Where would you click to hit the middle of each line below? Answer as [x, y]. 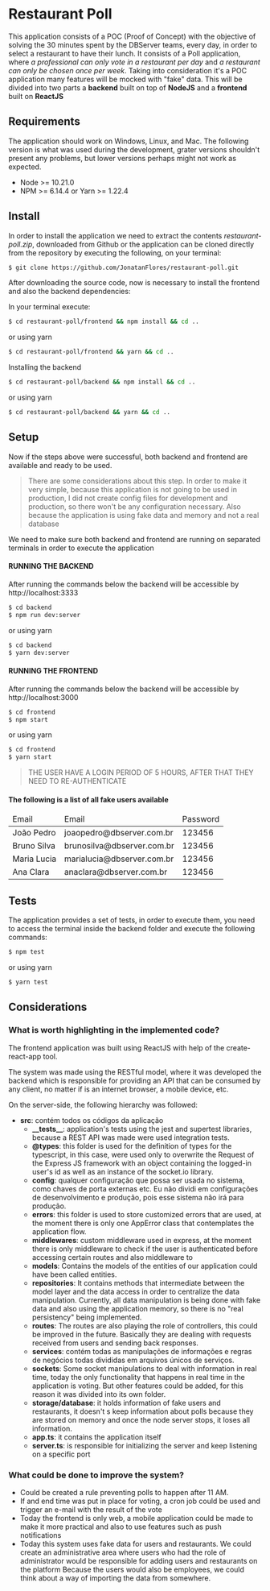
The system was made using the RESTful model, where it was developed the [135, 1071]
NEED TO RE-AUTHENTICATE [77, 781]
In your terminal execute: [49, 307]
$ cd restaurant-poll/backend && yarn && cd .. [90, 412]
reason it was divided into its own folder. [99, 1394]
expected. [25, 167]
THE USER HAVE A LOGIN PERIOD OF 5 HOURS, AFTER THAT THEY [141, 773]
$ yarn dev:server [39, 653]
